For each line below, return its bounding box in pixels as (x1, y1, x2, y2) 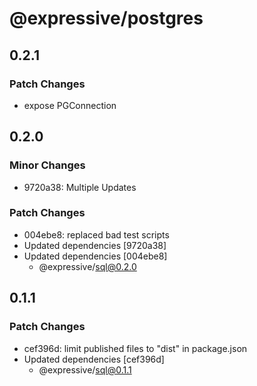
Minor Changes (9, 158, 86, 172)
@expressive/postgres (9, 7, 204, 30)
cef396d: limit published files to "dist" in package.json (23, 342, 248, 354)
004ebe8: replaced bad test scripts (23, 228, 170, 241)
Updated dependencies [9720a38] (23, 239, 167, 251)
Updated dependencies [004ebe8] (23, 250, 168, 262)
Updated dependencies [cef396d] (23, 353, 165, 365)
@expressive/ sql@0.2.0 (38, 260, 137, 272)
